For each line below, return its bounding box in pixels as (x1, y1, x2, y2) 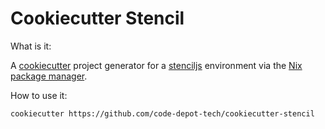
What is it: (10, 40, 52, 52)
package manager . (10, 70, 88, 82)
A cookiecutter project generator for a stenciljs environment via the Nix (10, 59, 303, 71)
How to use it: (10, 89, 68, 101)
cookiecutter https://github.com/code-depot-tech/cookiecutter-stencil (10, 108, 315, 119)
